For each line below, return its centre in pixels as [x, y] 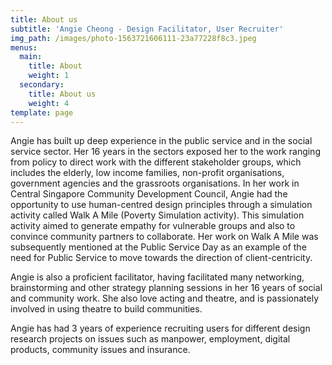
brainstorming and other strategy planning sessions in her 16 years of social [166, 288]
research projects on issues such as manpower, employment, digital [150, 339]
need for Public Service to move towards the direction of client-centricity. [161, 258]
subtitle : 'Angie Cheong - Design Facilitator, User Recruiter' [147, 29]
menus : [24, 47]
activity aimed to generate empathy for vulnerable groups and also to [153, 226]
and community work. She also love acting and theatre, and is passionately [165, 298]
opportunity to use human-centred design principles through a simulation [161, 205]
